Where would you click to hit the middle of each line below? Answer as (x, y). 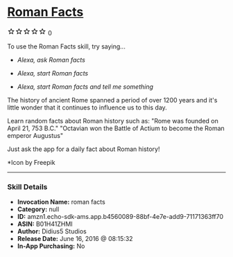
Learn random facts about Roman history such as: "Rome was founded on (113, 121)
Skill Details (27, 186)
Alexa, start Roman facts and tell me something (85, 87)
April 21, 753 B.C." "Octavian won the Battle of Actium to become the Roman (116, 128)
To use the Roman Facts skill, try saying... (67, 46)
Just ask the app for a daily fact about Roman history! (84, 149)
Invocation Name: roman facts (61, 202)
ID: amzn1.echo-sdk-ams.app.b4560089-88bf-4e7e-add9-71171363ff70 (120, 217)
